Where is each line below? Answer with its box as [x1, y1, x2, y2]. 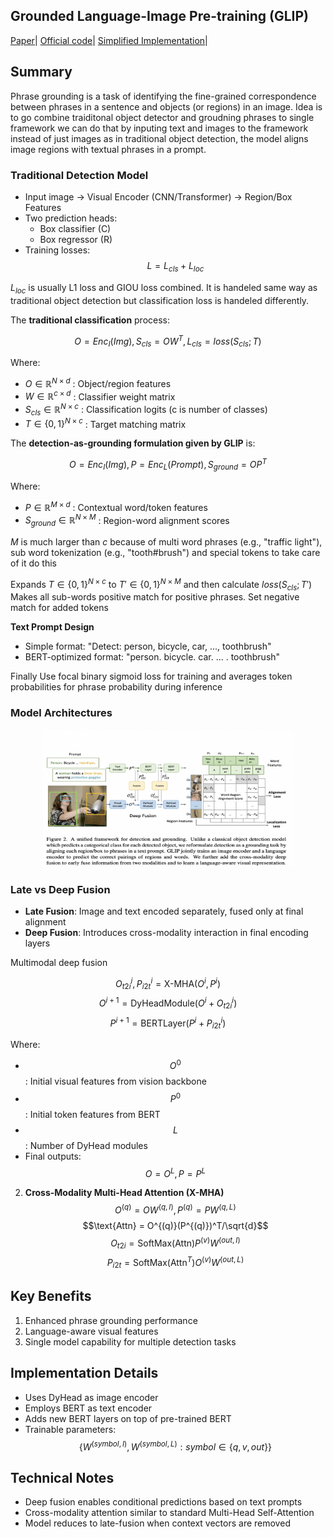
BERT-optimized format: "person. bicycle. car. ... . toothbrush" [24, 651, 281, 663]
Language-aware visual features [24, 1325, 159, 1337]
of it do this [10, 557, 57, 569]
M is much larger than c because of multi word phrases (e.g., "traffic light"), [10, 535, 323, 548]
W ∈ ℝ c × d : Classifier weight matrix [24, 389, 176, 403]
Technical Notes [10, 1469, 115, 1486]
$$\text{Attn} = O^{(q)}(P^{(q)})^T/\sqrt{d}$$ [82, 1219, 269, 1231]
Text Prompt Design [10, 621, 95, 633]
